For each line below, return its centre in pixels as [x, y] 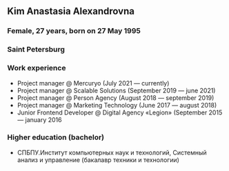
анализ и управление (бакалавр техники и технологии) [98, 160]
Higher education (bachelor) [56, 137]
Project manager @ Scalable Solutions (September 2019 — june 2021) [116, 90]
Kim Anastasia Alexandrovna [71, 11]
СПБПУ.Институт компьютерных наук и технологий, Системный [112, 152]
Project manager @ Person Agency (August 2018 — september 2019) [116, 98]
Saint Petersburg [36, 50]
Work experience [37, 68]
